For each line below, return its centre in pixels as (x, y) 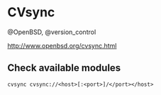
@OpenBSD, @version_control (52, 32)
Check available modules (64, 68)
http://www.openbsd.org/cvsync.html (62, 45)
